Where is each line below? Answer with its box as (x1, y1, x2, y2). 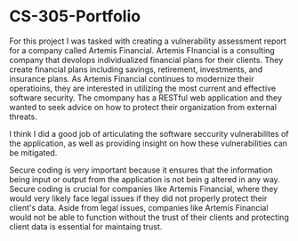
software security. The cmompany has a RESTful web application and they (9, 92, 283, 103)
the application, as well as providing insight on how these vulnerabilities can (9, 138, 287, 149)
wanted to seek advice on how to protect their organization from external (9, 101, 278, 112)
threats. (9, 111, 37, 122)
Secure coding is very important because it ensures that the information (9, 165, 273, 175)
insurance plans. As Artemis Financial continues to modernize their (9, 73, 254, 84)
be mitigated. (9, 147, 58, 157)
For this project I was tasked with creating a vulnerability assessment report (9, 36, 287, 46)
